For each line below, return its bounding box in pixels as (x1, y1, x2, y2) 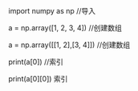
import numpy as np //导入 (8, 6, 96, 15)
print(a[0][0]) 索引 (8, 74, 68, 83)
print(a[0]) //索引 (8, 57, 64, 66)
